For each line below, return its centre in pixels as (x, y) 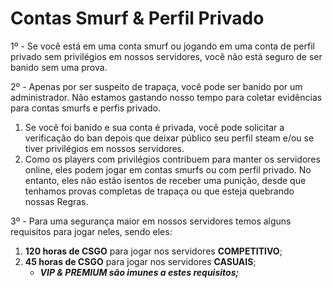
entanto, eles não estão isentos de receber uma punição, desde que (165, 180)
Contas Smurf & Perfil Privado (137, 18)
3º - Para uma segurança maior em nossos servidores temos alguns (151, 221)
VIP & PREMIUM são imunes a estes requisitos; (139, 272)
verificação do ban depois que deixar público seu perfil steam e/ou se (169, 138)
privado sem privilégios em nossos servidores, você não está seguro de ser (166, 56)
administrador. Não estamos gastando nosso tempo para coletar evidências (166, 97)
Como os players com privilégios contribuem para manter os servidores (172, 159)
